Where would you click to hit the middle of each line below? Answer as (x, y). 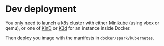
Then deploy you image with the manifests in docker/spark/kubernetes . (80, 38)
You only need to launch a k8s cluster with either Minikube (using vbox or (82, 23)
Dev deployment (41, 9)
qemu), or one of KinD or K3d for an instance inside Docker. (68, 28)
